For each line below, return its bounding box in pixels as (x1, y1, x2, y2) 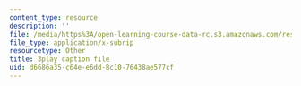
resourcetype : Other (9, 47, 87, 56)
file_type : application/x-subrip (9, 38, 134, 47)
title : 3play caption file (9, 55, 110, 64)
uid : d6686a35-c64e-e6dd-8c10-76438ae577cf (9, 64, 175, 73)
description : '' (9, 21, 70, 30)
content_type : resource (9, 13, 99, 22)
